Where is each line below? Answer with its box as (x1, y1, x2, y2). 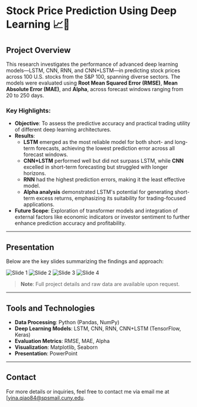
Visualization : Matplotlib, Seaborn (14, 344, 98, 351)
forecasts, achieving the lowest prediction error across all (36, 145, 175, 152)
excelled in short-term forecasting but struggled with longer (23, 163, 168, 171)
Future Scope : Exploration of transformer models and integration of (14, 207, 178, 214)
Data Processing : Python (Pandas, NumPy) (14, 318, 120, 325)
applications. (23, 201, 55, 208)
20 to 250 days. (6, 92, 45, 99)
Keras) (14, 331, 31, 338)
